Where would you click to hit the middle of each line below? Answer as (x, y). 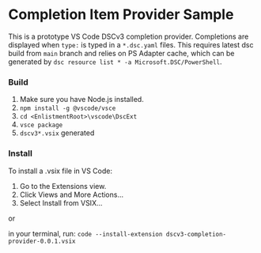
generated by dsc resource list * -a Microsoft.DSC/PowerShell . (115, 62)
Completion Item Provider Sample (121, 15)
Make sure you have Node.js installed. (81, 100)
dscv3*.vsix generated (57, 133)
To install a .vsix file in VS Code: (61, 171)
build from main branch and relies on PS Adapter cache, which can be (121, 53)
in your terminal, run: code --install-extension (85, 233)
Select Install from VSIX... (61, 202)
